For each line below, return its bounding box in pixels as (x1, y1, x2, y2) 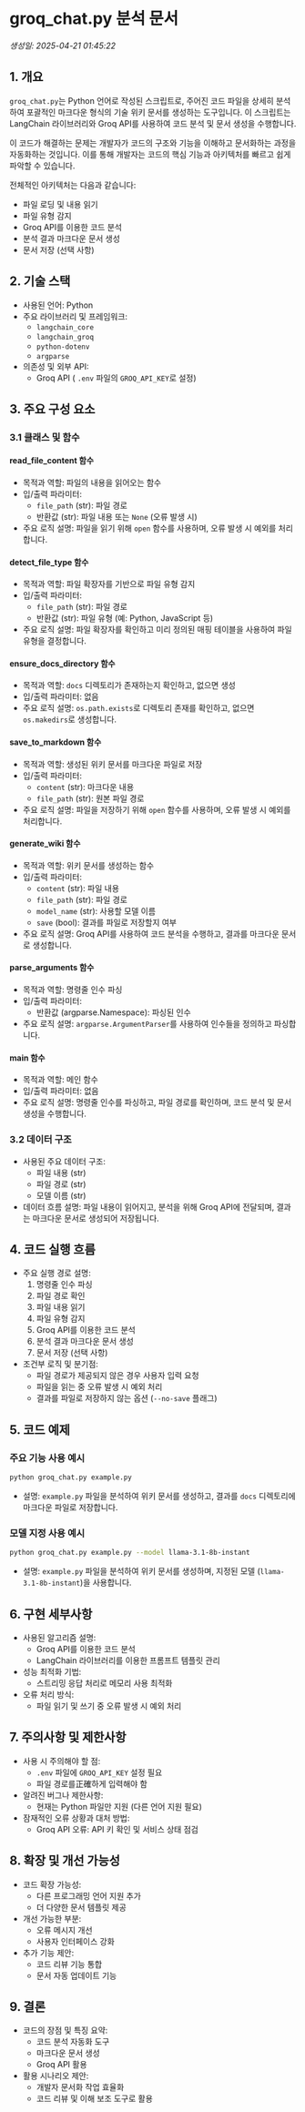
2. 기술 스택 (9, 274, 71, 289)
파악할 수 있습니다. (9, 160, 76, 171)
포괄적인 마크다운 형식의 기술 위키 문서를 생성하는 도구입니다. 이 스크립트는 (25, 107, 291, 117)
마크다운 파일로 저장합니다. (22, 1501, 118, 1512)
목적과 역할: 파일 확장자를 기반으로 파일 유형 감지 (22, 579, 196, 590)
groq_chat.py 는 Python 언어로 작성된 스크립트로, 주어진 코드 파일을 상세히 (9, 95, 275, 106)
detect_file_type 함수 (9, 556, 89, 567)
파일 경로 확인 (36, 1290, 86, 1302)
